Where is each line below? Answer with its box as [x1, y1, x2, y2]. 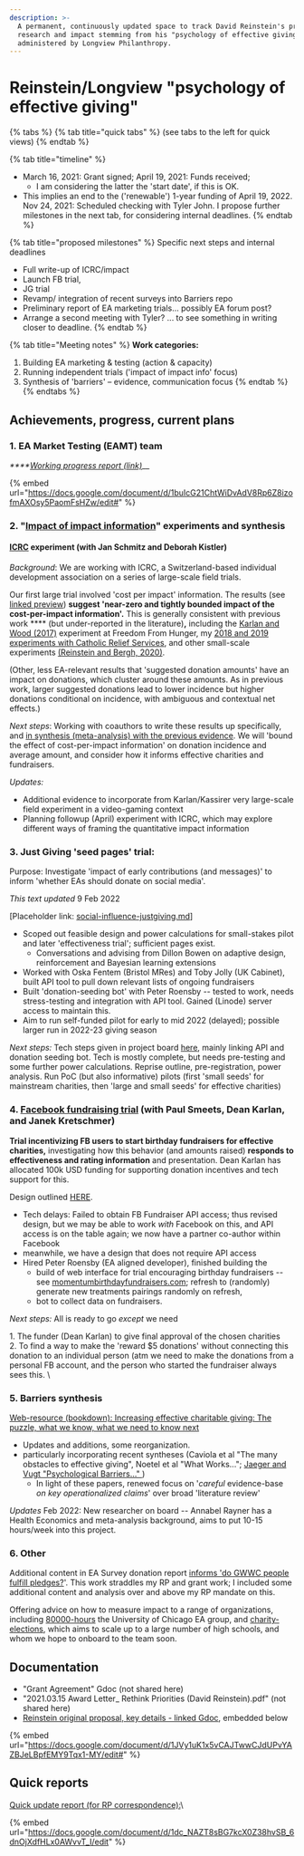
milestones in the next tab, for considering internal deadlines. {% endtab [22, 210, 293, 221]
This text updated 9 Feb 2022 [9, 893, 120, 904]
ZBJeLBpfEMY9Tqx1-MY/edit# [9, 1749, 124, 1760]
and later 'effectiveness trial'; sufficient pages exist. [22, 938, 215, 949]
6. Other [9, 1546, 47, 1559]
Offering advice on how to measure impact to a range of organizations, [9, 1604, 274, 1615]
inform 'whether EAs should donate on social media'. [9, 876, 206, 887]
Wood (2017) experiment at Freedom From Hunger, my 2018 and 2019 [9, 628, 270, 639]
